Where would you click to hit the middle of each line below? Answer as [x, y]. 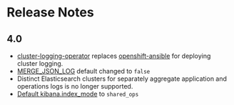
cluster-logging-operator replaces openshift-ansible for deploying [114, 56]
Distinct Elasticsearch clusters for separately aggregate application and [122, 79]
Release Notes [50, 12]
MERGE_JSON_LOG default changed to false [83, 71]
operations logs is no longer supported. [75, 86]
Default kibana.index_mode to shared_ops [78, 94]
